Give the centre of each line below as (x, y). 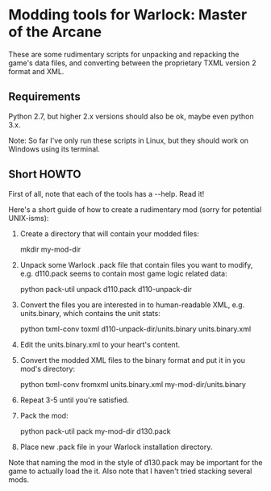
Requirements (44, 97)
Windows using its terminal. (54, 149)
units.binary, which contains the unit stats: (90, 313)
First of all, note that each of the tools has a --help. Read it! (106, 193)
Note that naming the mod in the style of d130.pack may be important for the (135, 462)
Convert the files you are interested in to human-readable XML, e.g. (132, 305)
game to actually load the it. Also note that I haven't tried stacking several (130, 471)
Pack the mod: (44, 415)
